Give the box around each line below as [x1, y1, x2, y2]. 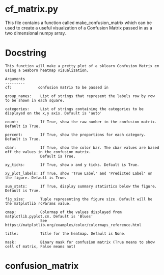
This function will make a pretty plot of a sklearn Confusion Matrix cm [5, 63, 160, 68]
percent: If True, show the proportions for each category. [5, 132, 146, 137]
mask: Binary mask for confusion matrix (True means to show [5, 240, 155, 245]
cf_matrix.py [5, 3, 58, 15]
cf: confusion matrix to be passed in [5, 85, 109, 90]
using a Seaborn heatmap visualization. [5, 68, 89, 73]
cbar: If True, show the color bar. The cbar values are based [5, 145, 160, 150]
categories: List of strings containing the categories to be [5, 107, 144, 111]
